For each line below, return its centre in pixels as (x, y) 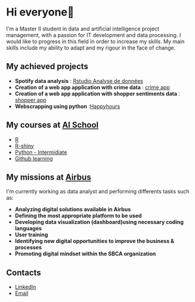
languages (28, 229)
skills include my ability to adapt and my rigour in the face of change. (91, 48)
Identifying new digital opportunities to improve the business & (95, 241)
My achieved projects (47, 67)
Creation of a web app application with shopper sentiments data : (97, 93)
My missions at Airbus (49, 177)
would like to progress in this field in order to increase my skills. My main (95, 41)
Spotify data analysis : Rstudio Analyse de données (79, 81)
